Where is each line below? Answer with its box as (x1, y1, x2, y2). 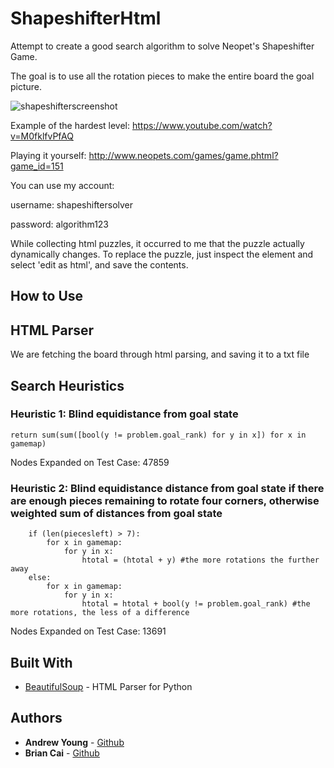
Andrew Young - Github (24, 736, 125, 748)
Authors (10, 710, 63, 727)
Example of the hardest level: (10, 119, 130, 131)
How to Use (10, 288, 84, 305)
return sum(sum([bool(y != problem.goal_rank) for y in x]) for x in (10, 430, 307, 440)
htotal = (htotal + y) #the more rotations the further (81, 555, 320, 566)
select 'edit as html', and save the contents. (10, 258, 189, 271)
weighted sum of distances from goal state (10, 506, 223, 520)
